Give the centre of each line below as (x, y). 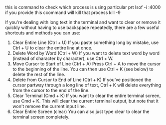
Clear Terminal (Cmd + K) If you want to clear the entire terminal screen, (86, 95)
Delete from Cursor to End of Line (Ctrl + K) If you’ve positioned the (82, 80)
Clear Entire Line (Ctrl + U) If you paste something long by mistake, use (85, 42)
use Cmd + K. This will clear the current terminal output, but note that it (85, 101)
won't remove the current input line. (49, 106)
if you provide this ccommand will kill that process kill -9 (63, 12)
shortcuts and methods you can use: (43, 33)
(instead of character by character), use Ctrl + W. (63, 58)
